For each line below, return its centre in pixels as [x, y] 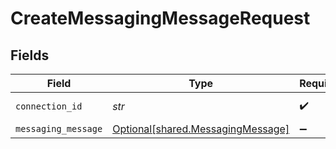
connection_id [49, 106]
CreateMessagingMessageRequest [160, 18]
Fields [30, 55]
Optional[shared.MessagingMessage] [201, 129]
